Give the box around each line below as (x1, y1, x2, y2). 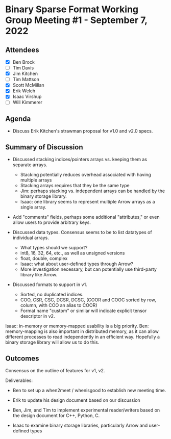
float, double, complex (20, 255, 68, 262)
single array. (20, 204, 47, 210)
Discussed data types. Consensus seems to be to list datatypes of (12, 229, 152, 236)
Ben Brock (12, 59, 35, 65)
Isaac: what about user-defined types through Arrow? (20, 261, 134, 267)
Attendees (5, 45, 39, 54)
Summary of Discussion (5, 143, 83, 151)
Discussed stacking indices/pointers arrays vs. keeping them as (12, 157, 147, 163)
